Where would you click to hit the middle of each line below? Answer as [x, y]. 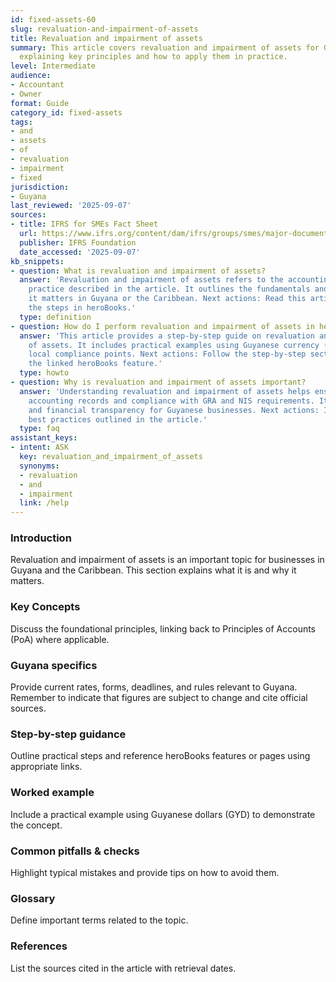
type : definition [55, 317]
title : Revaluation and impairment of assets [106, 38]
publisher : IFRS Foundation [78, 242]
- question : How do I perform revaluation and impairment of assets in [162, 326]
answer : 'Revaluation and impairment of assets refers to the [151, 280]
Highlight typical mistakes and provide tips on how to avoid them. [145, 872]
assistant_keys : [44, 438]
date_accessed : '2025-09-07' [80, 252]
